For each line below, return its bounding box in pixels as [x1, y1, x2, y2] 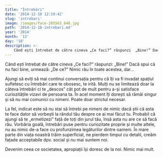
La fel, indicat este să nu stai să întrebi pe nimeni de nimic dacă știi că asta [5, 105, 154, 112]
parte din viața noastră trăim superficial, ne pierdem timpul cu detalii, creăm [5, 132, 157, 138]
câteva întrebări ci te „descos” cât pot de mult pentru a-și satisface [5, 86, 139, 92]
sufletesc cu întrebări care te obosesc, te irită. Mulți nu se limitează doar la [5, 81, 154, 87]
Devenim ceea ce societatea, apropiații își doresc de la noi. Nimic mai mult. [5, 146, 155, 152]
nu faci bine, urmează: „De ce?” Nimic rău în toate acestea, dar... [5, 66, 134, 72]
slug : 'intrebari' [5, 16, 42, 21]
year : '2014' [5, 30, 32, 35]
